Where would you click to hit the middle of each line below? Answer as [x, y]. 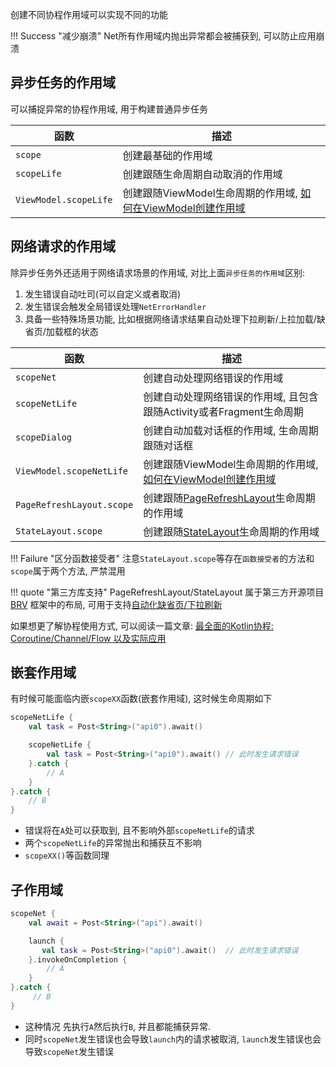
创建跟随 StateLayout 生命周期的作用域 [231, 531]
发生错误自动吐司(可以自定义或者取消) [103, 294]
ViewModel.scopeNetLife [72, 471]
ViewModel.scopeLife [64, 199]
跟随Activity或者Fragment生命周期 [223, 411]
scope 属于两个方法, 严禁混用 [68, 570]
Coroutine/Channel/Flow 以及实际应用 [88, 638]
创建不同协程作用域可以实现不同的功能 [89, 14]
